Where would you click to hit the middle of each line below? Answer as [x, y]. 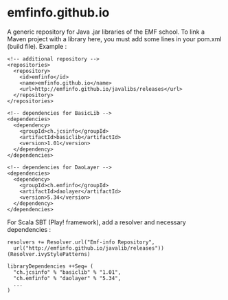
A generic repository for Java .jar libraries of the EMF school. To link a [106, 32]
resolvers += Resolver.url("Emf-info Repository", [81, 242]
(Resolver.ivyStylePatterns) [49, 254]
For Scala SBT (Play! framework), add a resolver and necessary [97, 222]
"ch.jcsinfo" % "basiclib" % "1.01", [67, 272]
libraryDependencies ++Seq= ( [50, 266]
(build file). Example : [37, 46]
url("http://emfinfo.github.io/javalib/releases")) [89, 248]
